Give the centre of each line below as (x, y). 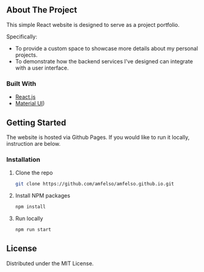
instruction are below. (34, 143)
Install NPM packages (42, 196)
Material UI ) (30, 104)
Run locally (29, 218)
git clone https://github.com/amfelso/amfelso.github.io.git (95, 184)
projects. (26, 55)
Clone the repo (34, 173)
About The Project (42, 10)
